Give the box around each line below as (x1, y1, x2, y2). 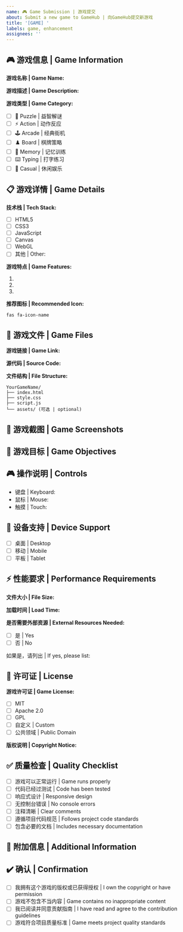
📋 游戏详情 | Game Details (6, 184, 106, 195)
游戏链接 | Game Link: (6, 347, 61, 354)
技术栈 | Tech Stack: (6, 204, 57, 211)
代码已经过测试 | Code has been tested (14, 785, 111, 792)
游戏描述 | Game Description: (6, 87, 79, 94)
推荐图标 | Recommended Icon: (6, 300, 85, 307)
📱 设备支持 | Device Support (6, 522, 110, 533)
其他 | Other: (14, 250, 46, 258)
